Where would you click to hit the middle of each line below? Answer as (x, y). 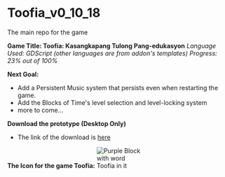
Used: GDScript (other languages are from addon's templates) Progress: (112, 53)
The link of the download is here (64, 137)
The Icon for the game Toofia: (52, 165)
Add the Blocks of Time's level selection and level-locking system (112, 102)
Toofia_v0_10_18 (54, 13)
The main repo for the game (48, 32)
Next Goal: (23, 74)
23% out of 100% (33, 60)
